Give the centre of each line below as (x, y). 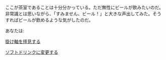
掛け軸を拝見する (23, 41)
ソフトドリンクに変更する (32, 52)
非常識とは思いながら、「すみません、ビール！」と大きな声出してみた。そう (84, 14)
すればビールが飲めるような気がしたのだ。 (49, 20)
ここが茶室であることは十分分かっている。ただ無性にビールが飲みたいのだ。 (84, 7)
